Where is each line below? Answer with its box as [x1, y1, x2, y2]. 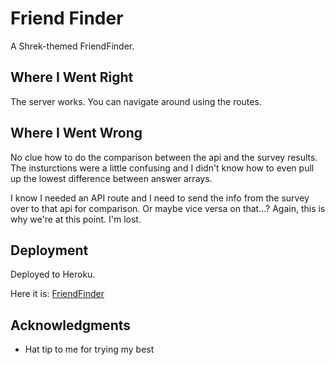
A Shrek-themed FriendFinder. [10, 40, 135, 52]
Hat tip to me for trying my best [24, 343, 155, 356]
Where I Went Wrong [10, 125, 143, 142]
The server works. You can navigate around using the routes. [10, 95, 262, 107]
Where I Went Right [10, 69, 134, 86]
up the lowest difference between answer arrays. [10, 172, 213, 184]
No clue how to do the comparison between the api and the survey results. [10, 151, 318, 163]
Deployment [10, 242, 89, 259]
